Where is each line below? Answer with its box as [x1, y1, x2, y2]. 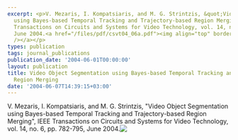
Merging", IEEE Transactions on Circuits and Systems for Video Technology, [7, 117, 229, 126]
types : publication [7, 43, 65, 50]
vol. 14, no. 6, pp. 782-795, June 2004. [7, 124, 120, 133]
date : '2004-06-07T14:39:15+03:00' [7, 83, 113, 90]
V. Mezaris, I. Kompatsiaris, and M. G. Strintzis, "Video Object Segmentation [7, 102, 229, 110]
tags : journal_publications [7, 50, 91, 57]
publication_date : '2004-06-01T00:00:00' [7, 57, 132, 64]
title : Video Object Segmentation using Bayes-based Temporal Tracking [7, 69, 223, 76]
